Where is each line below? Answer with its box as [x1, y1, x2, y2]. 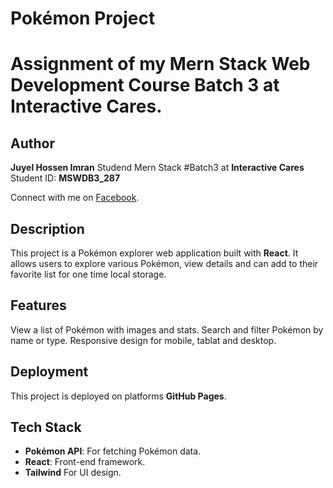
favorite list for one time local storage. [10, 268, 167, 280]
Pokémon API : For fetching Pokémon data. [24, 445, 202, 457]
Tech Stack [10, 419, 82, 436]
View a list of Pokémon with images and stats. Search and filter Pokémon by [10, 323, 324, 336]
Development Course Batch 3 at [10, 74, 280, 97]
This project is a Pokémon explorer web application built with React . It [10, 247, 299, 259]
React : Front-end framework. [24, 456, 146, 468]
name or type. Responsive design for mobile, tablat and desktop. [10, 334, 277, 346]
